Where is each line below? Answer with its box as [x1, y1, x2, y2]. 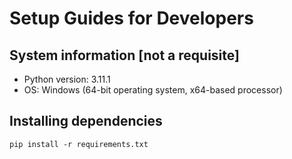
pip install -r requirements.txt [9, 139, 149, 149]
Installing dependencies [9, 113, 163, 130]
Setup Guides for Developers [9, 7, 254, 30]
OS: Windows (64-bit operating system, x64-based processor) [23, 84, 283, 96]
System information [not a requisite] [9, 47, 240, 64]
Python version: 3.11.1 [23, 73, 111, 85]
